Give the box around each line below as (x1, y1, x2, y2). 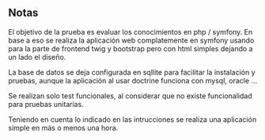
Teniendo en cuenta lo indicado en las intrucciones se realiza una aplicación (8, 114, 257, 124)
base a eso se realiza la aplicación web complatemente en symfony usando (8, 35, 255, 45)
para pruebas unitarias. (8, 99, 85, 109)
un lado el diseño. (8, 52, 66, 61)
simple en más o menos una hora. (8, 123, 119, 132)
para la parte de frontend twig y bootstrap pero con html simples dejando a (8, 43, 253, 53)
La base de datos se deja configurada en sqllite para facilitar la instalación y (8, 67, 256, 77)
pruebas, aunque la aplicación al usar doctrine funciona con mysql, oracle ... (8, 76, 258, 85)
